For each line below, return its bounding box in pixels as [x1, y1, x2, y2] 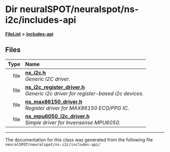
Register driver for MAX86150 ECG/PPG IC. [25, 105, 130, 112]
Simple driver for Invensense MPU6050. [25, 119, 121, 126]
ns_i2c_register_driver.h [25, 83, 85, 90]
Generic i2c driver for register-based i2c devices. [25, 90, 144, 97]
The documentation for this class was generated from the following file [5, 136, 153, 142]
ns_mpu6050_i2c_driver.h [25, 113, 90, 120]
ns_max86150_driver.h [25, 98, 82, 105]
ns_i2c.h [25, 69, 47, 76]
